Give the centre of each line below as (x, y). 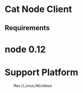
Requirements (27, 28)
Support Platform (41, 72)
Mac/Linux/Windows (33, 86)
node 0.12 (25, 49)
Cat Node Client (38, 9)
